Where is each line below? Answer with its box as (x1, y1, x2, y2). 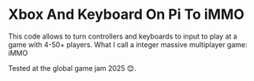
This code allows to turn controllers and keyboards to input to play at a (8, 31, 238, 41)
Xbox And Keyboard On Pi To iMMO (8, 6, 245, 24)
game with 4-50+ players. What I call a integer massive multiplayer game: (8, 39, 248, 49)
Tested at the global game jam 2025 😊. (8, 63, 136, 72)
